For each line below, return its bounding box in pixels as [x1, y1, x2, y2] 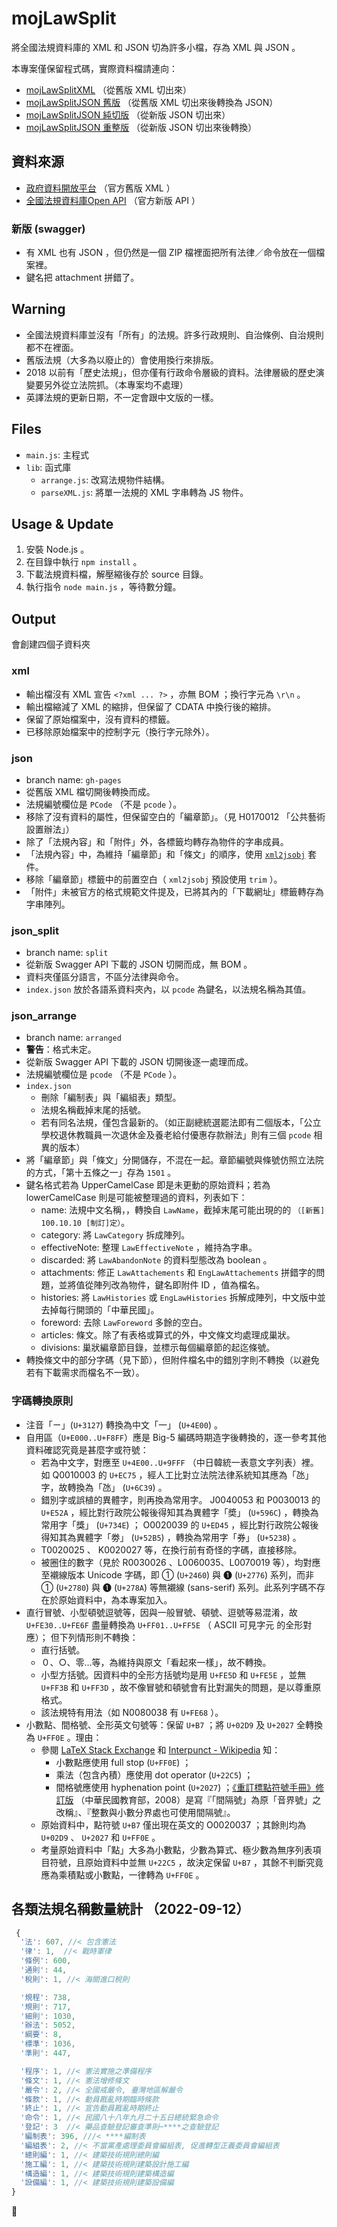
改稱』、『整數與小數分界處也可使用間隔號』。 [55, 1806, 236, 1818]
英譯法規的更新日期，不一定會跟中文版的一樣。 [25, 391, 219, 403]
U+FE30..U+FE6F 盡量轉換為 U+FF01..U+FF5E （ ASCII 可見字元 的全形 [25, 1618, 304, 1631]
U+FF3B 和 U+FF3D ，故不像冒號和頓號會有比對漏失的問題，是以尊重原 [40, 1681, 322, 1693]
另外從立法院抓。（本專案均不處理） [43, 378, 189, 391]
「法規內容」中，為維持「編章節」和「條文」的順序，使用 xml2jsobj [25, 848, 306, 860]
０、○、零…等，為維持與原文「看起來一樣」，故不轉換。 [40, 1656, 272, 1668]
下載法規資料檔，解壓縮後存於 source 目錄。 [25, 568, 209, 581]
